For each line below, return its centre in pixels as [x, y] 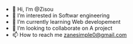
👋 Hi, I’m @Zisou [32, 9]
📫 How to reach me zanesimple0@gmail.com [70, 35]
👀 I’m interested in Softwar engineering [61, 15]
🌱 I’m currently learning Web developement [66, 22]
